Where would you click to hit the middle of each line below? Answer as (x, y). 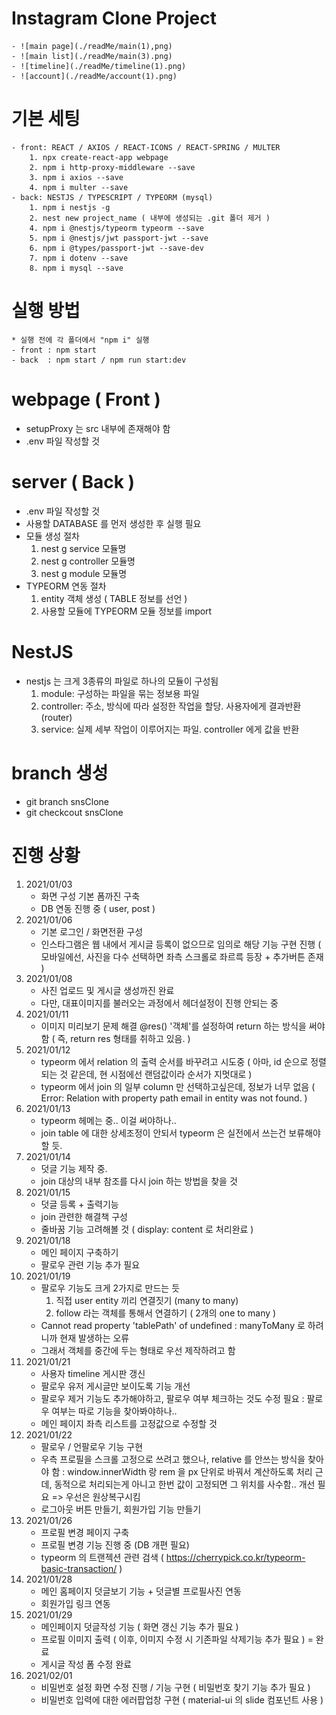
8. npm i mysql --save (76, 268)
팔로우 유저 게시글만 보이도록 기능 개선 (115, 1386)
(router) (56, 717)
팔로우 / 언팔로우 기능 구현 (92, 1446)
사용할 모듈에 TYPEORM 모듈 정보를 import (126, 611)
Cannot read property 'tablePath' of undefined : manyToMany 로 (173, 1325)
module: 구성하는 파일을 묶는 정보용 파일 (120, 693)
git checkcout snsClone (74, 812)
